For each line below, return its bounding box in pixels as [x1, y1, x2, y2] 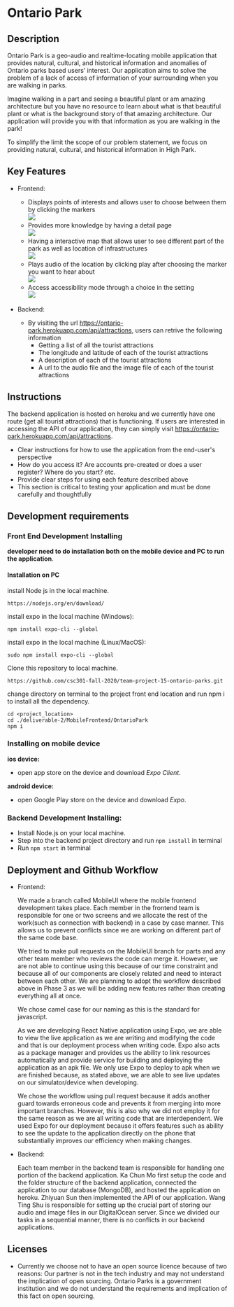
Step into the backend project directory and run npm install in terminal [17, 837, 222, 845]
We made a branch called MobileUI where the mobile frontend [17, 896, 197, 904]
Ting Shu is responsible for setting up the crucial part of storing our [17, 1201, 212, 1209]
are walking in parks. [7, 81, 68, 89]
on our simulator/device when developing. [17, 1078, 139, 1086]
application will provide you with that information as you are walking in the [7, 117, 221, 125]
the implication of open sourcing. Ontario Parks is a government [17, 1276, 202, 1285]
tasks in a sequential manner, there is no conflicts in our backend [17, 1215, 205, 1224]
